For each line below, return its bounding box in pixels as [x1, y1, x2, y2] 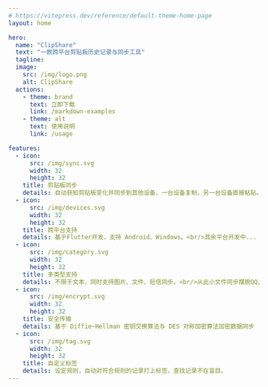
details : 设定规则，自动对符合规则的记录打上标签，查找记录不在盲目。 [22, 367, 227, 375]
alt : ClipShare [22, 77, 73, 86]
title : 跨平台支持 [22, 226, 78, 234]
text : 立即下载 [29, 101, 76, 109]
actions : [15, 85, 45, 93]
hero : [8, 34, 26, 41]
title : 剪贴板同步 [22, 181, 78, 190]
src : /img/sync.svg [29, 159, 94, 168]
